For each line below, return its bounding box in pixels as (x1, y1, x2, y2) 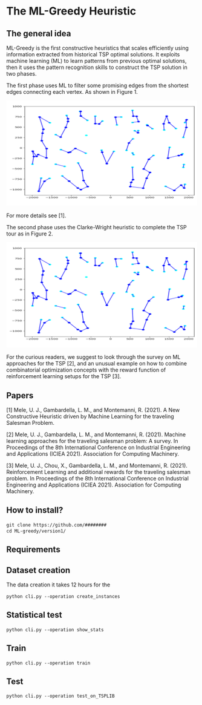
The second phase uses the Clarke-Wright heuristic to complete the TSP (6, 223, 187, 231)
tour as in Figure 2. (6, 230, 53, 237)
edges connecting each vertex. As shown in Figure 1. (6, 88, 138, 95)
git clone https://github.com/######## (6, 522, 107, 528)
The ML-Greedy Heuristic (6, 4, 137, 18)
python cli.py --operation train (6, 660, 91, 666)
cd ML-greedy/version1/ (6, 528, 67, 534)
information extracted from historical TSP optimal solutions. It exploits (6, 51, 180, 58)
